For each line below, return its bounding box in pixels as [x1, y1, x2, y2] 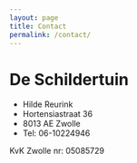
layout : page [9, 13, 59, 23]
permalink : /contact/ [9, 30, 92, 39]
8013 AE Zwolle [22, 119, 81, 129]
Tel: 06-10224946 [22, 128, 91, 139]
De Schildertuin [9, 69, 129, 90]
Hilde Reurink [22, 99, 73, 110]
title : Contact [9, 22, 67, 31]
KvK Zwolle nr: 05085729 [9, 146, 105, 157]
